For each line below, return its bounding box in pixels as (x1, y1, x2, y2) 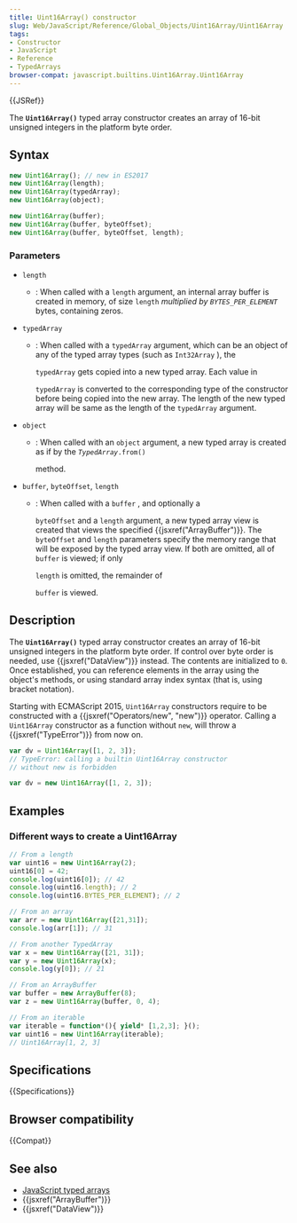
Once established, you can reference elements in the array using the (9, 665, 260, 675)
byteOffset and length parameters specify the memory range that (35, 533, 277, 544)
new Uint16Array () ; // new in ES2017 (9, 170, 149, 180)
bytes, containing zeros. (35, 305, 124, 316)
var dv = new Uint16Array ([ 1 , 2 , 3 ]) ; (9, 778, 152, 788)
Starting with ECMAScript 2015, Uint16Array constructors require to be (9, 700, 268, 711)
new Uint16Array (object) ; (9, 196, 105, 205)
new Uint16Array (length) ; (9, 179, 105, 188)
